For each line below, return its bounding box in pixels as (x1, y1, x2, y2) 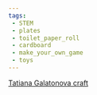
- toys (11, 57, 34, 65)
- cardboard (11, 42, 52, 49)
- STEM (11, 19, 34, 27)
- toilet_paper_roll (11, 34, 80, 42)
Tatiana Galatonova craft (8, 77, 89, 88)
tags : (8, 11, 26, 20)
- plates (11, 26, 41, 34)
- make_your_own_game (11, 49, 83, 57)
